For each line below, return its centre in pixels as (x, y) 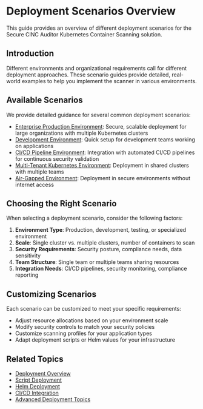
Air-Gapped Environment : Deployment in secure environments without (103, 178)
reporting (27, 275)
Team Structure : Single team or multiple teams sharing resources (97, 262)
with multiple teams (39, 172)
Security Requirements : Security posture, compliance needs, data (98, 249)
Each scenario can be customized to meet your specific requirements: (94, 309)
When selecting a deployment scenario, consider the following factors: (95, 218)
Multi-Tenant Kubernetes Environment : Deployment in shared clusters (102, 165)
